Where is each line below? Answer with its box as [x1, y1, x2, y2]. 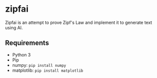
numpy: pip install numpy [12, 62, 66, 68]
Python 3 [12, 52, 31, 58]
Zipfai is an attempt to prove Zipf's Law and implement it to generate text [5, 19, 152, 25]
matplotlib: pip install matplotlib [12, 67, 83, 73]
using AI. [5, 24, 23, 30]
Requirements [5, 39, 49, 47]
